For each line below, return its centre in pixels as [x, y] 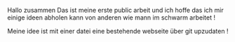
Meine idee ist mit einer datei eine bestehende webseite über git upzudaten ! [118, 31]
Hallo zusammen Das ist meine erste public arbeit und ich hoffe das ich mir [115, 10]
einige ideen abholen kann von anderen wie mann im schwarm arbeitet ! [112, 17]
